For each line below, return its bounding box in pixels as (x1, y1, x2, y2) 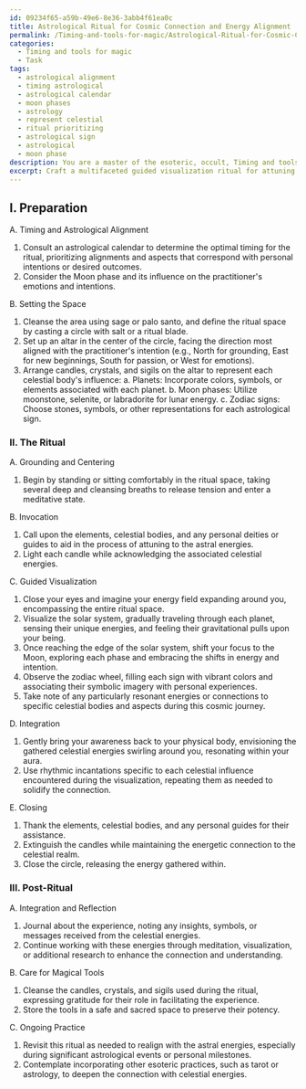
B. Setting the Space (9, 299, 87, 310)
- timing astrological (17, 81, 104, 90)
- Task (17, 56, 43, 65)
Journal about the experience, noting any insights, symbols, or (22, 920, 258, 931)
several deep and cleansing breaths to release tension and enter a (22, 484, 271, 495)
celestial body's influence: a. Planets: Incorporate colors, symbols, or (22, 375, 282, 386)
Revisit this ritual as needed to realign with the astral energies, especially (22, 1039, 296, 1051)
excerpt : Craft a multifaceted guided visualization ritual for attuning (9, 166, 296, 175)
